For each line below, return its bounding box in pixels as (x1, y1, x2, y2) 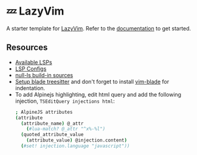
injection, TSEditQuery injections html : (15, 97, 115, 105)
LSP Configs (15, 65, 47, 72)
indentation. (15, 84, 46, 92)
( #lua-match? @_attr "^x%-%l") (26, 126, 106, 132)
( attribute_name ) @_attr (21, 120, 84, 126)
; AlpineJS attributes (15, 109, 73, 115)
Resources (6, 43, 48, 53)
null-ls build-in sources (15, 71, 74, 78)
